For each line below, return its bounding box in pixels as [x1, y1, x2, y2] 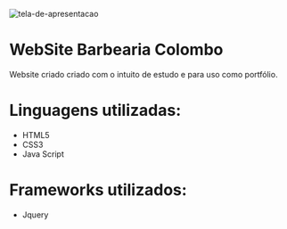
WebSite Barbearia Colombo [9, 40, 224, 60]
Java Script [21, 148, 64, 159]
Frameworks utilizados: [9, 180, 187, 200]
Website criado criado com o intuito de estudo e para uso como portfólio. [9, 69, 278, 79]
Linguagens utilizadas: [9, 101, 182, 120]
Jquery [21, 209, 49, 220]
